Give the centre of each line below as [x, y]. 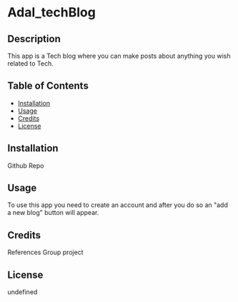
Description [34, 39]
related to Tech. [30, 64]
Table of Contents [48, 86]
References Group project [45, 252]
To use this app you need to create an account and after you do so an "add [118, 205]
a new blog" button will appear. [53, 213]
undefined [23, 292]
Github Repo [26, 166]
